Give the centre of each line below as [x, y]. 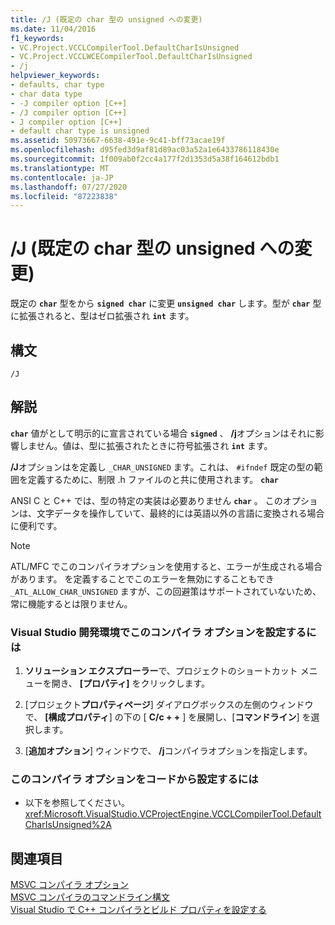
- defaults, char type [57, 85]
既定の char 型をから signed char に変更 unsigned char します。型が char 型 [166, 303]
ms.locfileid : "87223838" [64, 196]
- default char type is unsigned [80, 131]
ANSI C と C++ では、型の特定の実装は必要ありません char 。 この [146, 500]
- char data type [46, 94]
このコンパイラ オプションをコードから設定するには [134, 779]
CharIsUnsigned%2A [68, 825]
